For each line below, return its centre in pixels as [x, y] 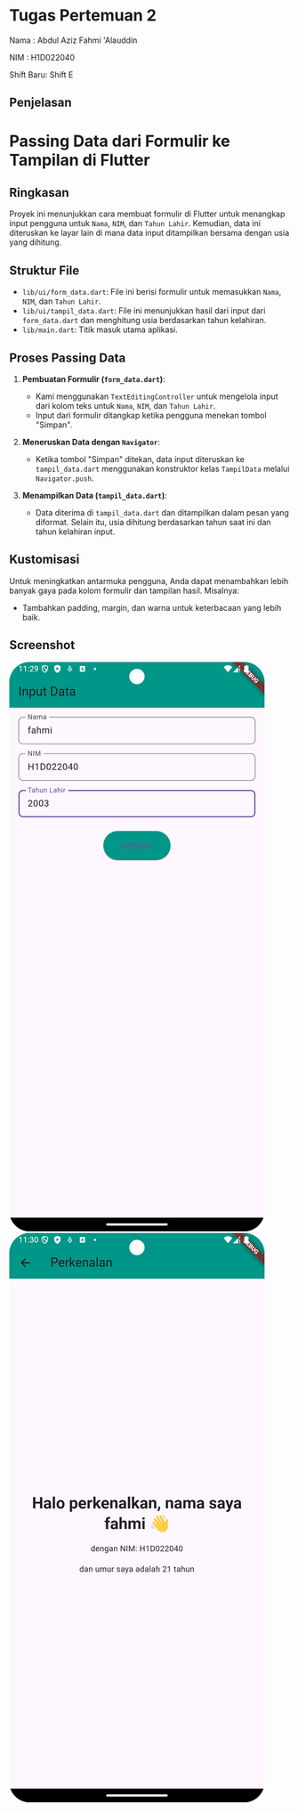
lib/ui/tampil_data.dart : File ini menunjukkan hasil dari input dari [144, 311]
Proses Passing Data [68, 358]
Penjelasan [41, 103]
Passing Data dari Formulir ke [120, 141]
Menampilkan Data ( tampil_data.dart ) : [94, 495]
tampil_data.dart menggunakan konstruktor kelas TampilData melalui [162, 468]
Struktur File [44, 270]
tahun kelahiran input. [75, 532]
